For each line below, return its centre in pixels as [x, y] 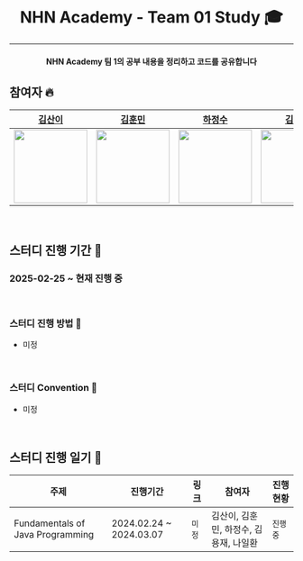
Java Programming [54, 535]
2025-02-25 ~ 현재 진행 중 [66, 278]
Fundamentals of [50, 523]
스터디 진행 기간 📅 [55, 250]
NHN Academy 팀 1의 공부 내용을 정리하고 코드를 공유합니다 [151, 61]
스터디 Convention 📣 [53, 388]
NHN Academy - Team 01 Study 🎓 [151, 18]
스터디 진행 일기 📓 [55, 458]
